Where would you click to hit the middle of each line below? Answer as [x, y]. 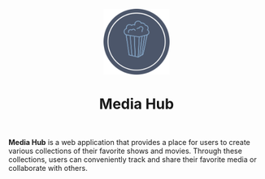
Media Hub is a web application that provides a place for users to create [129, 142]
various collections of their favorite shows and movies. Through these [125, 151]
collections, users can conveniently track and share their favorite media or [133, 159]
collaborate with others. [48, 168]
